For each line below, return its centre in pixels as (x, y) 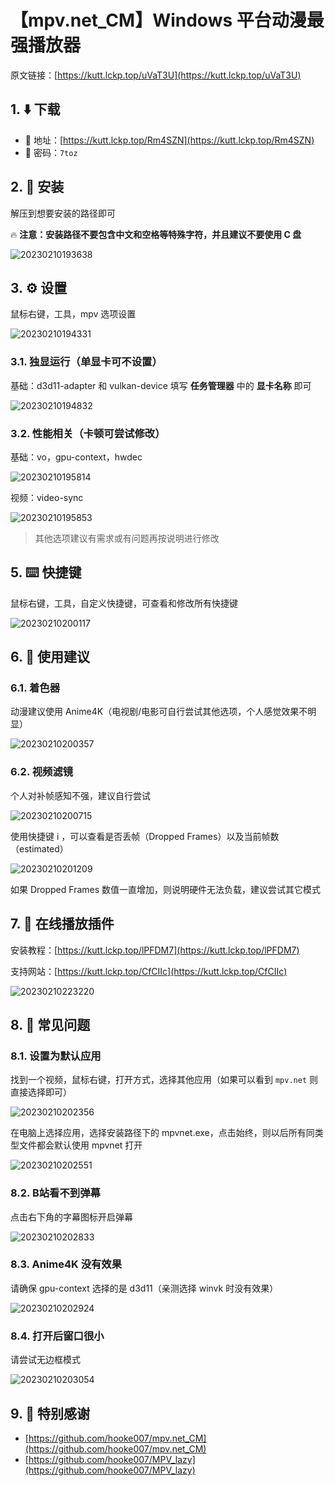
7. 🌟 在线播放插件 (62, 924)
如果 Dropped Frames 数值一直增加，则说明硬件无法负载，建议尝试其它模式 (166, 889)
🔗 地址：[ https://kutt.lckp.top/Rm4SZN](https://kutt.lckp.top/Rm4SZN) (169, 140)
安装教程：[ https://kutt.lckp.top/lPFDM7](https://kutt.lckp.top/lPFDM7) (155, 950)
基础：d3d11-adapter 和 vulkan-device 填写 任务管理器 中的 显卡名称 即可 (161, 385)
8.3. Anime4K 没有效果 (66, 1264)
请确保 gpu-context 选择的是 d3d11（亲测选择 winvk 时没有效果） (144, 1288)
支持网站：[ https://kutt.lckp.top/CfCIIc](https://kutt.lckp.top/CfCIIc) (149, 971)
